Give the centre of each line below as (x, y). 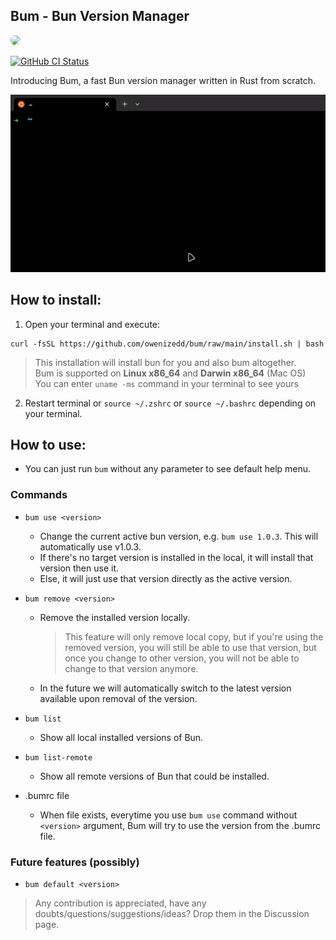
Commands (39, 495)
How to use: (48, 444)
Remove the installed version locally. (114, 617)
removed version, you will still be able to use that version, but (190, 647)
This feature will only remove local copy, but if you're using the (194, 636)
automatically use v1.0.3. (90, 546)
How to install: (56, 300)
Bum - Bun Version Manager (100, 16)
